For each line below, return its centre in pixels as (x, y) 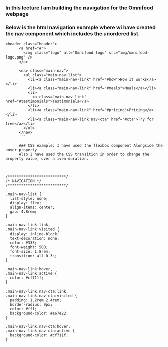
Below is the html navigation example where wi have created (80, 27)
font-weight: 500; (29, 247)
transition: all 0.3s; (33, 256)
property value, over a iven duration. (47, 159)
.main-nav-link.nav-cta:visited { (41, 296)
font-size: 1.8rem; (30, 252)
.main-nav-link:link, (28, 225)
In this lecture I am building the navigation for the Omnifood (79, 8)
